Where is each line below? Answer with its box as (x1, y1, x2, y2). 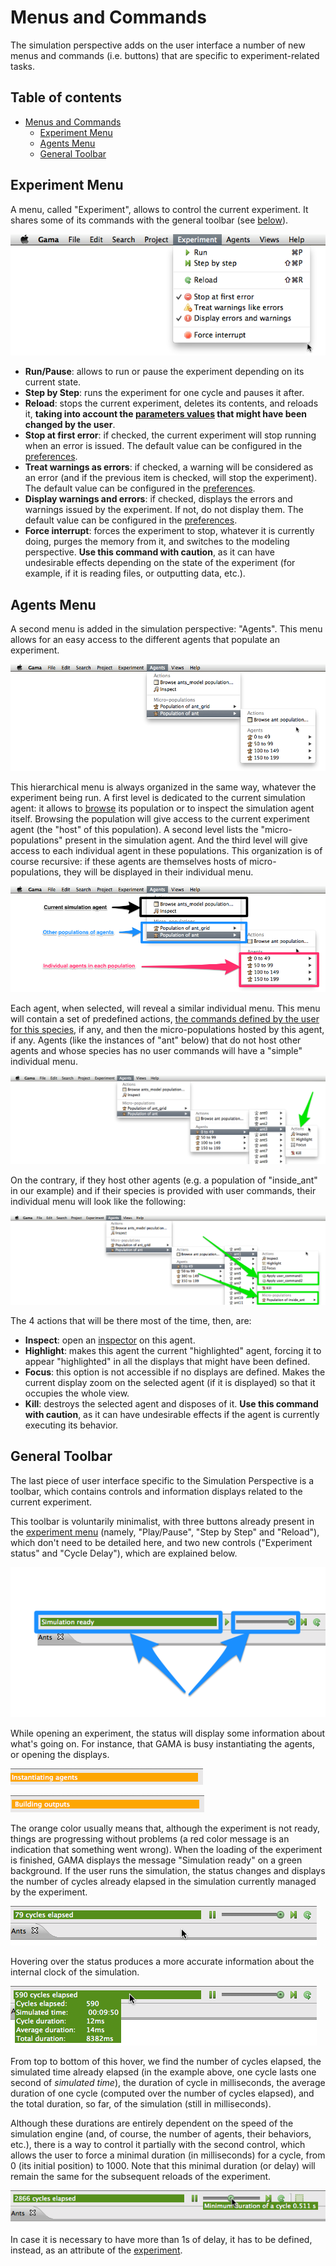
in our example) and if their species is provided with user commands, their (10, 1185, 317, 1197)
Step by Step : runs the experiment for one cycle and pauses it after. (24, 387, 305, 399)
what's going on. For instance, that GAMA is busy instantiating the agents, (10, 1737, 315, 1750)
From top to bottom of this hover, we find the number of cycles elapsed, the (10, 2055, 322, 2067)
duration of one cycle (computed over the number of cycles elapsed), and (10, 2087, 315, 2099)
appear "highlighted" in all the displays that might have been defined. (24, 1356, 311, 1368)
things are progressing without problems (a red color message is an (10, 1832, 290, 1845)
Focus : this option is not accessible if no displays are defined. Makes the (24, 1366, 326, 1378)
